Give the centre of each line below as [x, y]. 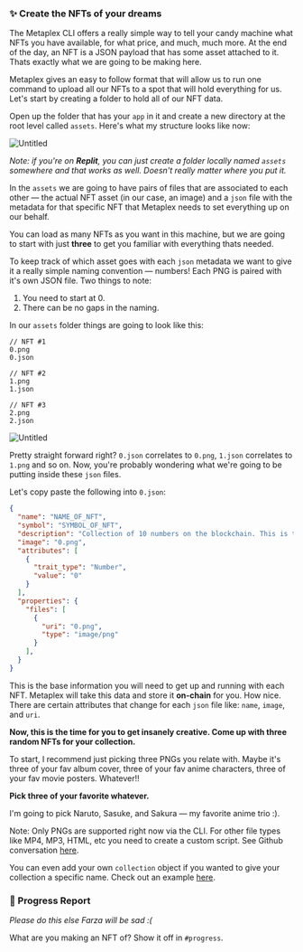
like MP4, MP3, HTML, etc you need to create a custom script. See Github [147, 840]
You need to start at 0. [64, 298]
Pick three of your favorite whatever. [79, 796]
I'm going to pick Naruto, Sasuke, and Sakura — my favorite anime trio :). [145, 813]
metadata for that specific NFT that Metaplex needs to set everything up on [150, 207]
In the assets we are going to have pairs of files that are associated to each [149, 188]
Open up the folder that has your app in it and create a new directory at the [147, 117]
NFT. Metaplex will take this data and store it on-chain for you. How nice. [145, 695]
